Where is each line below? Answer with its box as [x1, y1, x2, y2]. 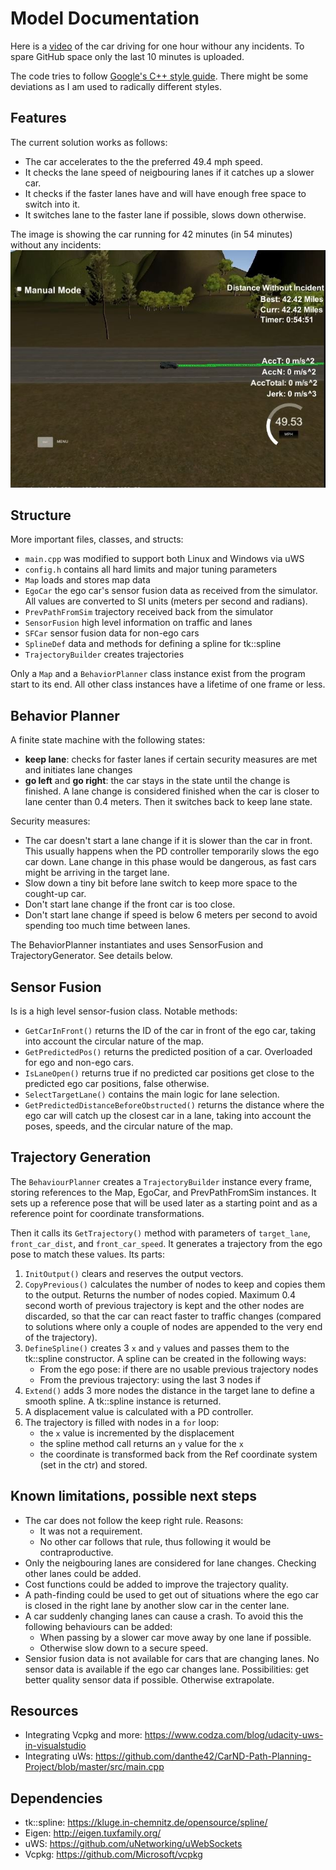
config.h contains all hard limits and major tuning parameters [24, 563, 278, 576]
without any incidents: [10, 238, 102, 251]
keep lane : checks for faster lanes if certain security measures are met [24, 753, 318, 766]
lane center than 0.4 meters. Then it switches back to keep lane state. [24, 796, 313, 808]
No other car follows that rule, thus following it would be [39, 1535, 272, 1547]
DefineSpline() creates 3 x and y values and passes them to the [24, 1342, 290, 1354]
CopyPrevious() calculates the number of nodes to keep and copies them [24, 1278, 326, 1290]
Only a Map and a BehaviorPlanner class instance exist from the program [10, 668, 306, 680]
